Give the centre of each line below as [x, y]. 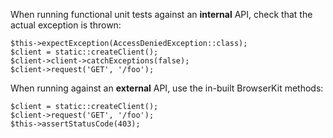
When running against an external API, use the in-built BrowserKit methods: [167, 88]
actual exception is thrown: [66, 25]
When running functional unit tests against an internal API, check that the [161, 14]
